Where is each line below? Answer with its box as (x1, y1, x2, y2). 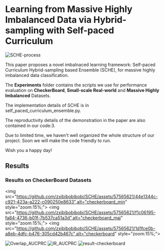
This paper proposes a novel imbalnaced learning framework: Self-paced (5, 61, 156, 67)
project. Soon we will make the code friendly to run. (5, 137, 111, 143)
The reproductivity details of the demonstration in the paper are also (5, 117, 146, 123)
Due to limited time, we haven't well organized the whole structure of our (5, 132, 155, 138)
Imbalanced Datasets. (5, 92, 51, 98)
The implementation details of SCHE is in (5, 102, 89, 108)
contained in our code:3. (5, 122, 56, 128)
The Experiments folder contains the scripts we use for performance (5, 81, 147, 88)
